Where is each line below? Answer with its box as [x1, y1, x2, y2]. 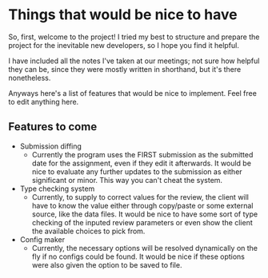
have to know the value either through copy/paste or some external [31, 201, 254, 210]
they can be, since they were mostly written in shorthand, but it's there [8, 64, 242, 73]
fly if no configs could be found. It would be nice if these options [31, 252, 246, 261]
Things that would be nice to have [8, 6, 238, 24]
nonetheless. [8, 73, 51, 82]
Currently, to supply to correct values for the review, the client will [31, 192, 250, 201]
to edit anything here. [8, 97, 79, 106]
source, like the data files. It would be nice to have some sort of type [31, 209, 258, 219]
